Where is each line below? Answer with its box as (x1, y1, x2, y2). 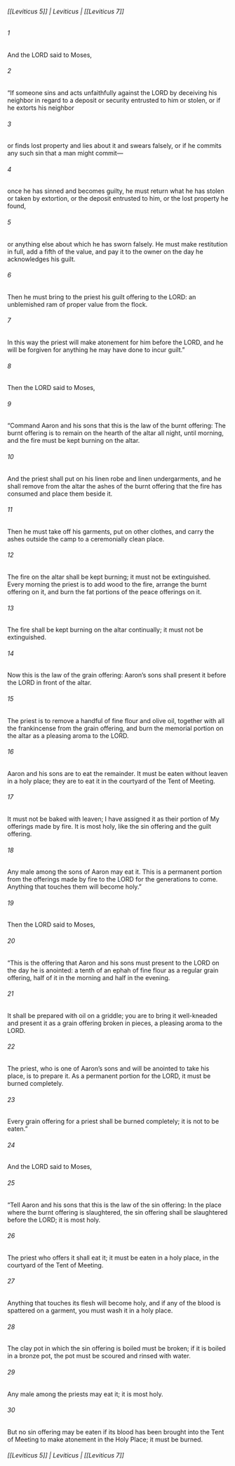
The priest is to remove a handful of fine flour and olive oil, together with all (7, 716, 224, 725)
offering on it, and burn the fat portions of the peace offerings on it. (7, 588, 202, 596)
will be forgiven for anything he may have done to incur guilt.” (7, 346, 185, 354)
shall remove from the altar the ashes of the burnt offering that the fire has (7, 482, 222, 490)
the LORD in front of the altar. (7, 678, 93, 687)
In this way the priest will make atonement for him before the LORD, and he (7, 338, 224, 346)
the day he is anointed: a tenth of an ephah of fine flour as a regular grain (7, 966, 219, 975)
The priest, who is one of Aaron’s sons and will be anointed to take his (7, 1065, 210, 1073)
